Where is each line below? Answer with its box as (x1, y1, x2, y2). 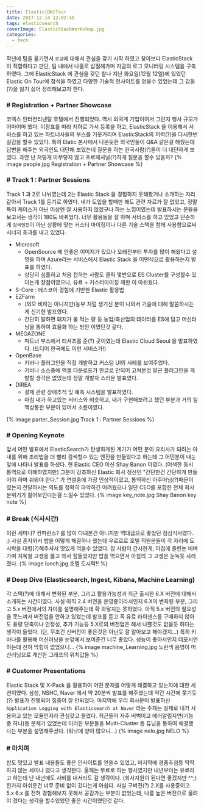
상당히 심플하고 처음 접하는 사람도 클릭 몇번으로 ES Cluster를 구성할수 (24, 271, 191, 278)
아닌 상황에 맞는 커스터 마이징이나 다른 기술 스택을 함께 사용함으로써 (35, 221, 197, 228)
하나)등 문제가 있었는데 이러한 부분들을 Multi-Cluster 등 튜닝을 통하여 (12, 719, 178, 726)
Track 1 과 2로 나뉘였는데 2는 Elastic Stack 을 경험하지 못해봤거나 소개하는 (6, 190, 185, 198)
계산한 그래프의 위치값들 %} (32, 651, 99, 659)
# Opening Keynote (6, 431, 65, 439)
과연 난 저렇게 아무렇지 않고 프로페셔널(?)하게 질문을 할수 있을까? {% (19, 154, 183, 161)
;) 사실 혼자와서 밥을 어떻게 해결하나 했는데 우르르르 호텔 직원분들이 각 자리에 (6, 537, 189, 545)
